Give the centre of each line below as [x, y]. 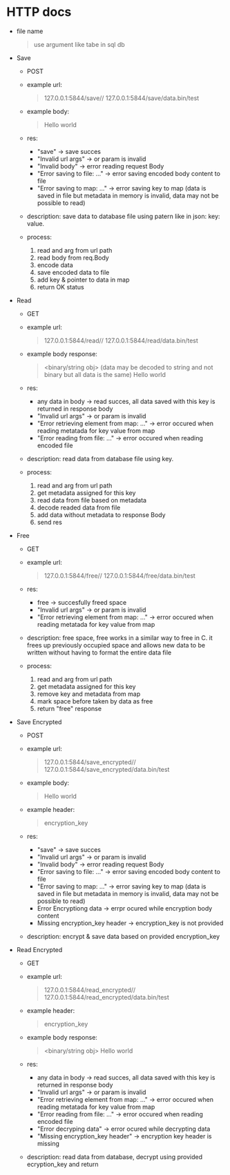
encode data [55, 265]
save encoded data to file [73, 272]
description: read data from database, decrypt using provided [115, 1156]
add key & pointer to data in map [83, 280]
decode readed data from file [79, 507]
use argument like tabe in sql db [79, 44]
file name [30, 31]
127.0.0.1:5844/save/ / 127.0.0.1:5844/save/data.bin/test [122, 98]
